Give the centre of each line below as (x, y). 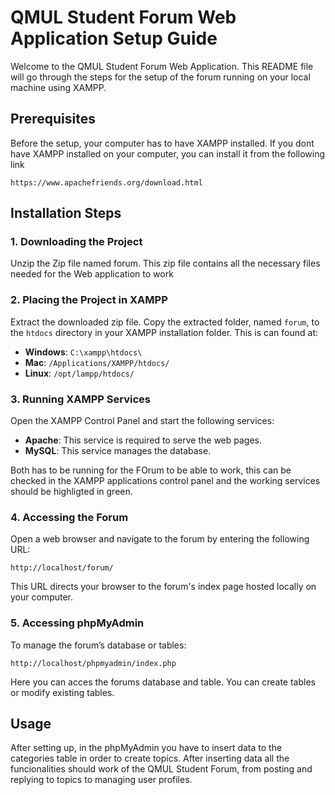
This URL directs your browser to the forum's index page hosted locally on (163, 587)
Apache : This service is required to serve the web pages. (143, 440)
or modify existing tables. (62, 692)
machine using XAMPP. (58, 87)
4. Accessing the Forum (69, 517)
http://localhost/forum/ (62, 568)
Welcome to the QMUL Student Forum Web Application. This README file (162, 66)
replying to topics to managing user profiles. (101, 780)
